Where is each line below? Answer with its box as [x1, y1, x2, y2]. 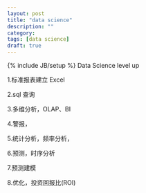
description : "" [7, 23, 54, 30]
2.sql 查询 [7, 91, 35, 98]
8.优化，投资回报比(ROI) [7, 178, 76, 187]
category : [7, 29, 36, 37]
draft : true [7, 42, 42, 49]
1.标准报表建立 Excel [7, 75, 65, 84]
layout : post [7, 10, 45, 17]
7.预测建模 [7, 164, 37, 172]
